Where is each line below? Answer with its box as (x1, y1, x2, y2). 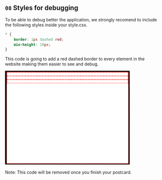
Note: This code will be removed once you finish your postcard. (5, 169, 132, 175)
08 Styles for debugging (5, 4, 79, 12)
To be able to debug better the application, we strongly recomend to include (5, 16, 157, 22)
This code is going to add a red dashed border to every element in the (5, 56, 145, 62)
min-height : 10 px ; (14, 42, 51, 47)
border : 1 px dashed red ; (14, 37, 64, 42)
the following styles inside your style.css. (5, 22, 87, 28)
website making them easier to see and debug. (5, 61, 99, 67)
